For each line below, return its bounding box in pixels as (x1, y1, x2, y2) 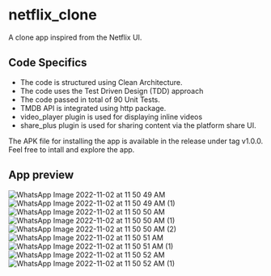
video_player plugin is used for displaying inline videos (19, 112, 203, 121)
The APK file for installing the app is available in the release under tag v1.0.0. (8, 136, 264, 146)
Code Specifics (8, 56, 87, 70)
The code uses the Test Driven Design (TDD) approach (19, 86, 204, 96)
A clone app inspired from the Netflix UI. (8, 32, 142, 42)
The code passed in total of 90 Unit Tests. (19, 95, 160, 104)
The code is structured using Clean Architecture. (19, 77, 183, 87)
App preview (8, 168, 74, 182)
